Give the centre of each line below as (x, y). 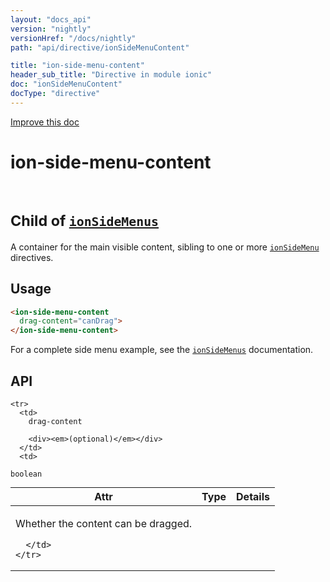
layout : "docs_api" (51, 19)
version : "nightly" (51, 29)
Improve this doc (45, 122)
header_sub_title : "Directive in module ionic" (111, 75)
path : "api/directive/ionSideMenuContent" (100, 47)
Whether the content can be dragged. (104, 523)
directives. (32, 257)
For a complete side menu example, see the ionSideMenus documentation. (162, 350)
